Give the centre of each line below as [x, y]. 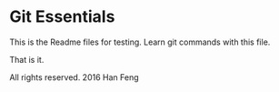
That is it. [27, 59]
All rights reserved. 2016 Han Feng [74, 77]
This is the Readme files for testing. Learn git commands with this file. [140, 42]
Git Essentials [62, 17]
